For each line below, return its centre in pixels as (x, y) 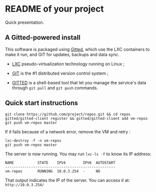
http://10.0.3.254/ (25, 185)
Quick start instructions (42, 103)
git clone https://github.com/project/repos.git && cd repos (68, 114)
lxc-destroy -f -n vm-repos (33, 141)
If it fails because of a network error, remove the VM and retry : (68, 131)
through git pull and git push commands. (55, 88)
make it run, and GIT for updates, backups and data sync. (62, 54)
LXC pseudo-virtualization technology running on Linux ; (68, 64)
